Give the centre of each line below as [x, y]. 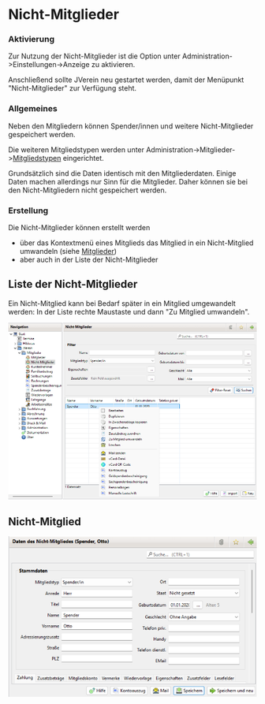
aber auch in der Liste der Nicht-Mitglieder [89, 260]
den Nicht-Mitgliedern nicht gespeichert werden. [88, 190]
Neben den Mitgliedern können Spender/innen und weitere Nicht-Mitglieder [131, 126]
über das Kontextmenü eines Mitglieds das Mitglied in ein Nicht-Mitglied [136, 243]
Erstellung [28, 210]
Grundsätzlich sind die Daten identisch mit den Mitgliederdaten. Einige [122, 173]
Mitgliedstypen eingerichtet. [58, 158]
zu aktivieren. [113, 65]
